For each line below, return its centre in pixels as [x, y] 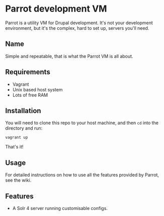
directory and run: [24, 128]
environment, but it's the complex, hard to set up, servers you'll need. [77, 28]
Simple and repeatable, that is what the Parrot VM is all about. [69, 56]
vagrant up [17, 138]
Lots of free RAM [30, 95]
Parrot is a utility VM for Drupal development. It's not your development [79, 23]
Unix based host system [37, 89]
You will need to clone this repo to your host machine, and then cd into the [82, 123]
